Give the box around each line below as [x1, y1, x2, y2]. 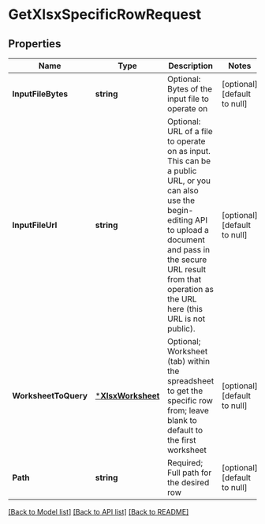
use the [166, 195, 196, 206]
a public [166, 166, 197, 176]
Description [168, 61, 214, 71]
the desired [166, 477, 210, 488]
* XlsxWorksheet [95, 391, 160, 401]
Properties [8, 37, 62, 51]
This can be [166, 155, 211, 167]
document [166, 234, 205, 245]
